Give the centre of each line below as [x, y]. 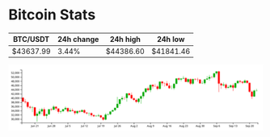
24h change [78, 39]
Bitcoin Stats [52, 15]
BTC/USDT [32, 39]
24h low [171, 39]
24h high [125, 39]
